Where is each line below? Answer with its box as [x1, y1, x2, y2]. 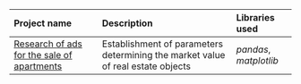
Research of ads [13, 38, 82, 50]
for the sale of [13, 49, 73, 61]
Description [101, 17, 153, 29]
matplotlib [236, 55, 279, 66]
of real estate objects [101, 60, 191, 72]
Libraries [236, 12, 275, 23]
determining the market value [101, 49, 226, 61]
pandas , [236, 44, 271, 55]
